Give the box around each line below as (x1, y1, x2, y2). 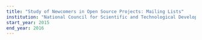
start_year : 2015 (6, 19, 50, 25)
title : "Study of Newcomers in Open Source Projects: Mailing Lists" (6, 8, 185, 15)
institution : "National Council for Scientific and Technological (6, 14, 176, 20)
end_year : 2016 (6, 25, 44, 31)
